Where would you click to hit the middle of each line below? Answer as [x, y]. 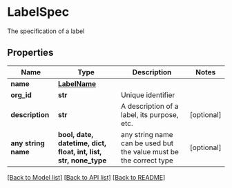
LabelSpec [38, 12]
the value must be [150, 152]
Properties [30, 53]
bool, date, [76, 134]
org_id [21, 95]
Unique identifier [148, 95]
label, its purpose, [149, 114]
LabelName [77, 83]
